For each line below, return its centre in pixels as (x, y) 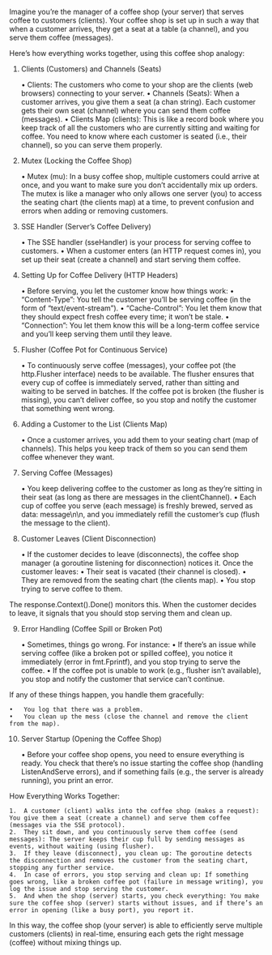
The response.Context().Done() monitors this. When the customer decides (133, 604)
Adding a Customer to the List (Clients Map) (94, 424)
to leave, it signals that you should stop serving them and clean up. (121, 613)
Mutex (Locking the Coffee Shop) (76, 161)
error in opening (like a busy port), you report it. (102, 910)
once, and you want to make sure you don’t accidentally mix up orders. (139, 185)
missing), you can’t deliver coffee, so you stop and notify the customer (139, 400)
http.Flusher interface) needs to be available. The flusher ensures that (137, 374)
